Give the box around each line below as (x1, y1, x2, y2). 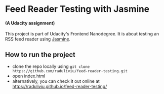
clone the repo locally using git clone (12, 63, 90, 69)
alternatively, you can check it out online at (12, 78, 100, 84)
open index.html (12, 73, 45, 79)
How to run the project (5, 50, 76, 59)
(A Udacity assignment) (5, 20, 55, 26)
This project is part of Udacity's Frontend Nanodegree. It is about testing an (5, 31, 159, 37)
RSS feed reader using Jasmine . (5, 36, 71, 42)
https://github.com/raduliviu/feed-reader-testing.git (12, 69, 128, 74)
